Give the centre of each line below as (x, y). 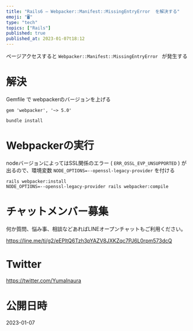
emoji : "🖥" (20, 17)
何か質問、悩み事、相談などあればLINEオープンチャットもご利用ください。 (96, 228)
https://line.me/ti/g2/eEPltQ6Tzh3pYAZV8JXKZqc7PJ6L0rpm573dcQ (89, 240)
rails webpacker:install (36, 181)
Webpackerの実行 (50, 146)
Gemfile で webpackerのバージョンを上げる (58, 99)
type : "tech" (22, 22)
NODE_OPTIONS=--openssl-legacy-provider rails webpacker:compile (87, 186)
